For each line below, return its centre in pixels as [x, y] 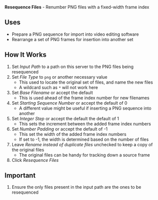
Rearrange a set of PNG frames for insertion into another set [72, 39]
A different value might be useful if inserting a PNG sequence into [85, 108]
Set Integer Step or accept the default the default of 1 [65, 118]
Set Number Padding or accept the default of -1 [60, 129]
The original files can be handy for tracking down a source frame [84, 155]
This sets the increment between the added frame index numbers [85, 124]
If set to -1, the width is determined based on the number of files [84, 139]
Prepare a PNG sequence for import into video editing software [75, 34]
